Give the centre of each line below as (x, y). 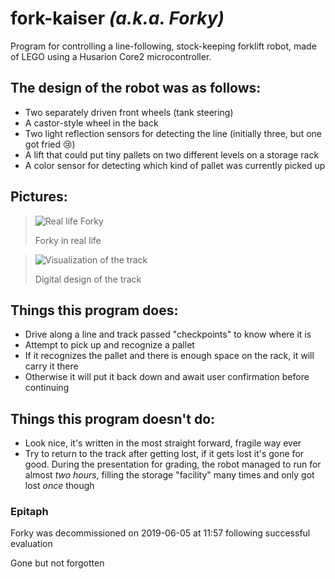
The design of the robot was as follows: (136, 88)
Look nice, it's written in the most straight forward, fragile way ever (163, 443)
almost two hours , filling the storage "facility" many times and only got (169, 475)
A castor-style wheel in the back (91, 123)
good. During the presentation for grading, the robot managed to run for (173, 464)
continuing (47, 388)
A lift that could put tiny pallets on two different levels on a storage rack (172, 154)
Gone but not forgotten (57, 563)
